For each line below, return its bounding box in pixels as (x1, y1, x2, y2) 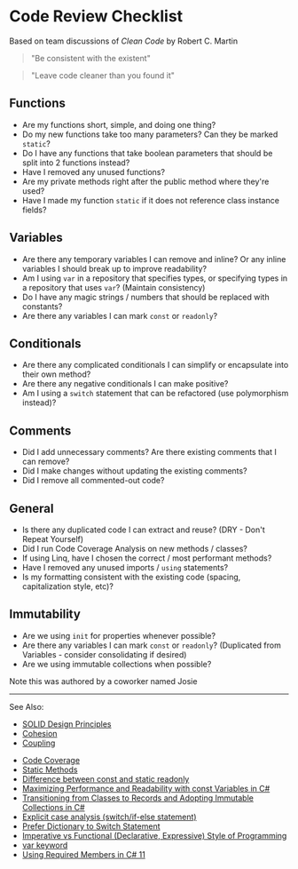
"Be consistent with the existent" (30, 52, 151, 63)
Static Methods (21, 764, 78, 775)
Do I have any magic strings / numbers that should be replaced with (21, 291, 270, 302)
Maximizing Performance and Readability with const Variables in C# (21, 783, 271, 793)
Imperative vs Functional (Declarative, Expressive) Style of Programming (21, 830, 287, 841)
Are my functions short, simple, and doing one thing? (21, 119, 216, 130)
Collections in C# (21, 801, 86, 812)
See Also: (9, 701, 44, 712)
